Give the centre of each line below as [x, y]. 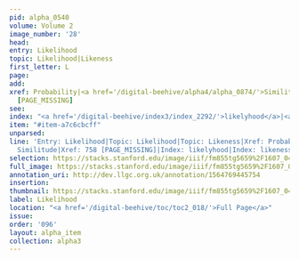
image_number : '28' [45, 34]
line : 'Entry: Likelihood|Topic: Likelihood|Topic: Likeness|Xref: [137, 142]
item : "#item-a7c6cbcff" [55, 125]
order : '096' [33, 224]
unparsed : [28, 134]
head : [19, 42]
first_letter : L [39, 68]
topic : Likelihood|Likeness [61, 59]
